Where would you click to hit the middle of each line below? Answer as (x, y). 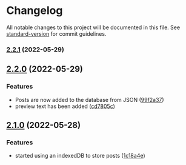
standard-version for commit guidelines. (56, 33)
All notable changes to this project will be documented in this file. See (93, 27)
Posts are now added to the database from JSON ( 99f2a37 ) (90, 99)
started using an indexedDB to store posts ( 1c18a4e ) (80, 156)
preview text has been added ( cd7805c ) (65, 106)
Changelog (35, 11)
